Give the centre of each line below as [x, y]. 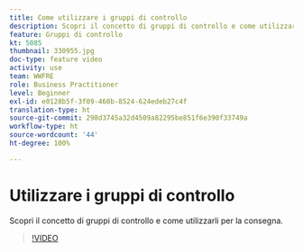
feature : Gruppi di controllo [66, 34]
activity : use [36, 68]
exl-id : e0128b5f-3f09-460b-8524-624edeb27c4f [98, 101]
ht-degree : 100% [40, 143]
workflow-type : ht [44, 127]
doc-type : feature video [56, 59]
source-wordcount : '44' [54, 135]
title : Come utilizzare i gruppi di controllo [98, 18]
